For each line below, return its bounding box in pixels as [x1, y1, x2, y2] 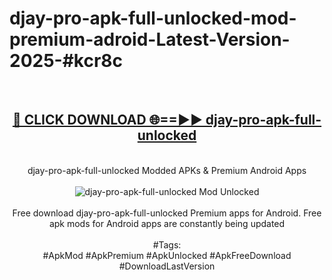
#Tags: [152, 238, 182, 251]
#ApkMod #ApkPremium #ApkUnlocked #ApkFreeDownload [42, 249, 292, 261]
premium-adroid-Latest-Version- [9, 28, 291, 51]
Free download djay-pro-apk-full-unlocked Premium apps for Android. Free [12, 207, 322, 219]
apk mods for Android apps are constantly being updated [48, 217, 286, 229]
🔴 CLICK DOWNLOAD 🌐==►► [12, 112, 203, 129]
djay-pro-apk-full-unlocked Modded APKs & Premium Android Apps [27, 164, 307, 176]
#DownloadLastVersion [118, 260, 216, 272]
